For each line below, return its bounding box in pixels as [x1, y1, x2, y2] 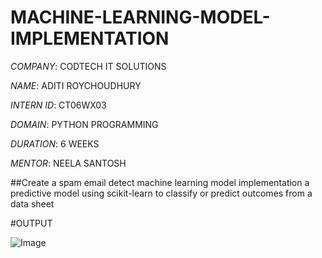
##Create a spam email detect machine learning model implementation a [10, 176, 310, 188]
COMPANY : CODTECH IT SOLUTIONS [10, 60, 167, 72]
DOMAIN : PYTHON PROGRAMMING [10, 118, 159, 130]
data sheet [10, 197, 55, 210]
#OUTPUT [10, 217, 53, 229]
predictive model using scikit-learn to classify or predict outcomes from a [10, 187, 313, 199]
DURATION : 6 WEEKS [10, 137, 100, 150]
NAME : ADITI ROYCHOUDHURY [10, 79, 142, 91]
